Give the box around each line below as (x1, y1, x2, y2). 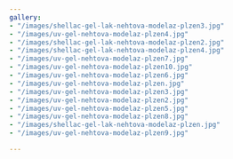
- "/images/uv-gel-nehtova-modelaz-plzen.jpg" (9, 79, 185, 88)
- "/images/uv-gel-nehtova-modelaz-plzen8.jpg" (9, 112, 189, 121)
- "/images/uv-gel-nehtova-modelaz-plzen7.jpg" (9, 54, 189, 63)
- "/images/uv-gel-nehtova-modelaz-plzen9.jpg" (9, 129, 189, 138)
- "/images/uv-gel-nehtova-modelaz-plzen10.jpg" (9, 63, 193, 72)
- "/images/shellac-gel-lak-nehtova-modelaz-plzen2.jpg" (9, 37, 225, 47)
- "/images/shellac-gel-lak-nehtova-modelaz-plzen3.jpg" (9, 21, 225, 30)
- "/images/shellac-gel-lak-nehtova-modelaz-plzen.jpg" (9, 121, 221, 130)
